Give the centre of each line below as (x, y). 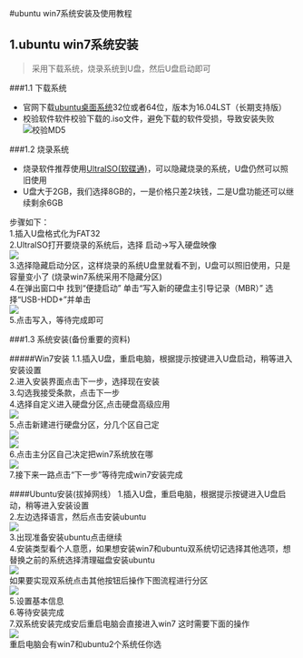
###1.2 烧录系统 (39, 149)
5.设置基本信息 (37, 601)
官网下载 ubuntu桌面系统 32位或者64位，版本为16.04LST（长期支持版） (155, 106)
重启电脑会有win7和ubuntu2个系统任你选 (85, 643)
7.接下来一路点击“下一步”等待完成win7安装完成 (96, 474)
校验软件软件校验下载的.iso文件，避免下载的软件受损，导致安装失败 (148, 118)
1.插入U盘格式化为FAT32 (55, 233)
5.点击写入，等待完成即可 (57, 319)
